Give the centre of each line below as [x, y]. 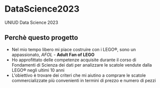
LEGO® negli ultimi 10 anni [38, 70]
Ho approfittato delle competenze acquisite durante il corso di [74, 60]
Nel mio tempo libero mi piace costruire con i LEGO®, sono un [74, 49]
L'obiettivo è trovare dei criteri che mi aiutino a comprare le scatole [79, 75]
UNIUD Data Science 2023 [31, 22]
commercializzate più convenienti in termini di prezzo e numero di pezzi [84, 80]
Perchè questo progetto [41, 38]
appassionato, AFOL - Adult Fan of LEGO [53, 54]
